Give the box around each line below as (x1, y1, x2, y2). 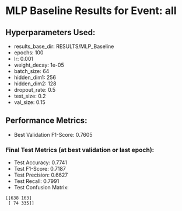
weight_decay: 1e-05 (13, 61, 65, 68)
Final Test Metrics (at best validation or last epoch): (5, 146, 155, 154)
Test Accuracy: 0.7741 (13, 159, 68, 166)
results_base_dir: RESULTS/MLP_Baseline (13, 43, 114, 50)
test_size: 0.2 (13, 92, 46, 99)
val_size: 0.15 (13, 99, 45, 106)
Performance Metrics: (5, 116, 87, 126)
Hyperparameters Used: (5, 27, 96, 37)
